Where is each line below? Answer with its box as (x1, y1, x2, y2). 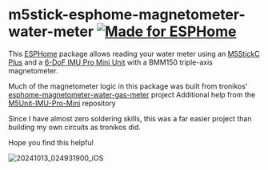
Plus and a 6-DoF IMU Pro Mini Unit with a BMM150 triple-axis (8, 57, 214, 67)
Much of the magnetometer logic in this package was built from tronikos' (8, 81, 248, 91)
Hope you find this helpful (8, 137, 94, 147)
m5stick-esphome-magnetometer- (8, 6, 246, 24)
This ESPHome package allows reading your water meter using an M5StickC (8, 49, 260, 58)
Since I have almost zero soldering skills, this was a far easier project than (8, 113, 252, 123)
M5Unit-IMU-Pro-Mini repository (8, 98, 116, 108)
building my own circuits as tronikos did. (8, 122, 142, 132)
